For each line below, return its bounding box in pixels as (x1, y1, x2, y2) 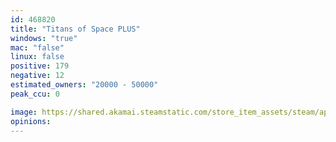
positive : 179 (10, 61, 70, 71)
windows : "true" (10, 33, 78, 43)
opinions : (10, 116, 52, 126)
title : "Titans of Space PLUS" (10, 24, 141, 34)
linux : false (10, 52, 65, 62)
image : (10, 107, 38, 117)
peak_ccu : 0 (10, 89, 60, 99)
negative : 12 (10, 71, 65, 81)
